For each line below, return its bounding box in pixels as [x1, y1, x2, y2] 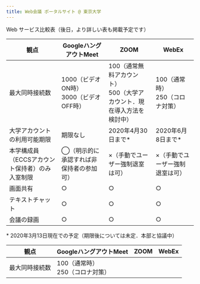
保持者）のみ [15, 164, 52, 172]
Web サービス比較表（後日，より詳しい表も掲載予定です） [6, 26, 149, 33]
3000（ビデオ [61, 93, 101, 101]
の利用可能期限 [9, 135, 52, 143]
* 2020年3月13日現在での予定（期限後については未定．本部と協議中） [6, 232, 177, 239]
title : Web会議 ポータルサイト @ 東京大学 [6, 8, 101, 15]
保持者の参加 [61, 164, 98, 172]
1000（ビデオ [61, 75, 101, 83]
